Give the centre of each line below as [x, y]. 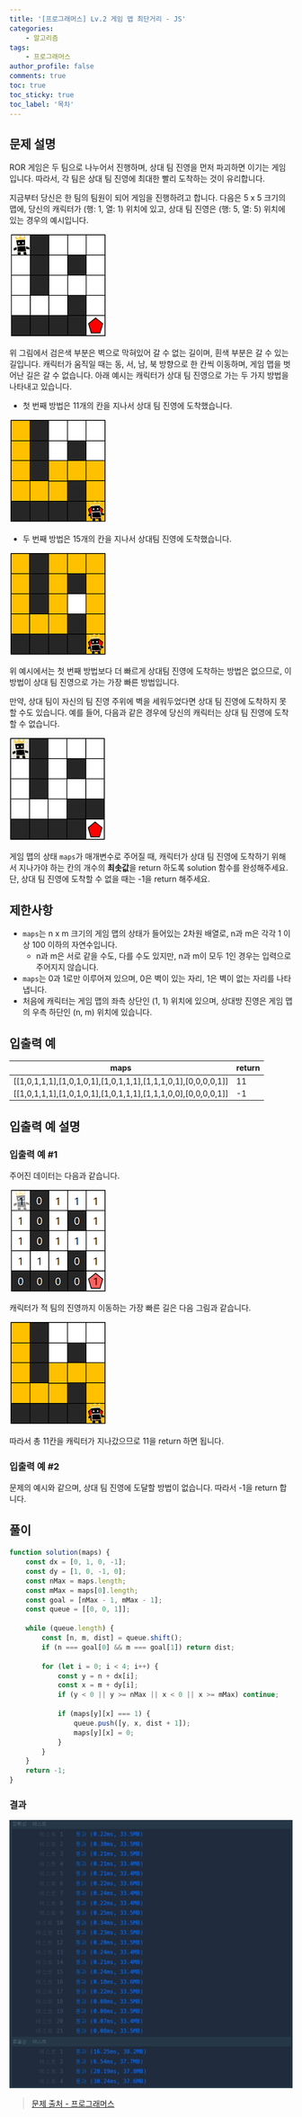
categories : [31, 28]
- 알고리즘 [42, 38]
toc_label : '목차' [42, 104]
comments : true [38, 76]
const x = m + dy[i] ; [98, 1685]
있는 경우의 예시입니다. [49, 220]
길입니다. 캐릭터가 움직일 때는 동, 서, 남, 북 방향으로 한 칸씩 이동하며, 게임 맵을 [145, 364]
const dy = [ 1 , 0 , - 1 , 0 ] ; [76, 1571]
